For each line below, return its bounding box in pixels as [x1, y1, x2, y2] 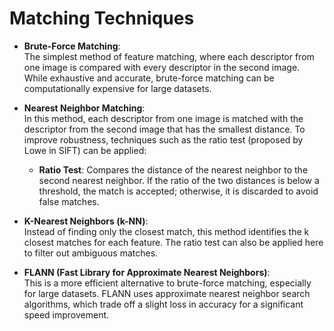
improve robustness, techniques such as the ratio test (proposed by [23, 133, 304, 146]
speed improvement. [23, 308, 110, 321]
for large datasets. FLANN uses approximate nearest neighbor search [23, 287, 311, 299]
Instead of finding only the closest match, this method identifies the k [23, 225, 310, 237]
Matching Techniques [9, 7, 195, 30]
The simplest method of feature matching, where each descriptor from [23, 50, 315, 62]
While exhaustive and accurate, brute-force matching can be [23, 72, 275, 84]
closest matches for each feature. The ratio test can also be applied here [23, 236, 324, 248]
